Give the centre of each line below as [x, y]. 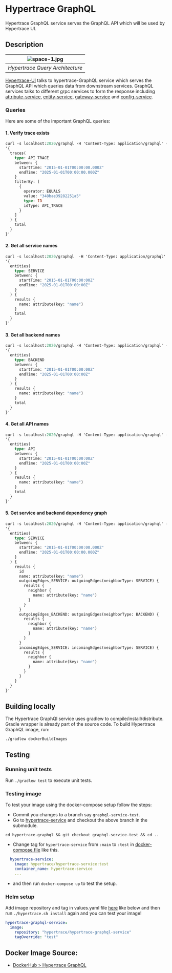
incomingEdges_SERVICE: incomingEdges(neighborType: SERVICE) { [89, 648]
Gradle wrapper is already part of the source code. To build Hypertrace [80, 724]
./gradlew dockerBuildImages [36, 739]
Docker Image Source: [41, 953]
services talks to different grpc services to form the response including [80, 91]
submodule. [25, 826]
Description [24, 45]
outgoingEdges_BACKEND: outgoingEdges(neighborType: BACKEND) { [89, 614]
